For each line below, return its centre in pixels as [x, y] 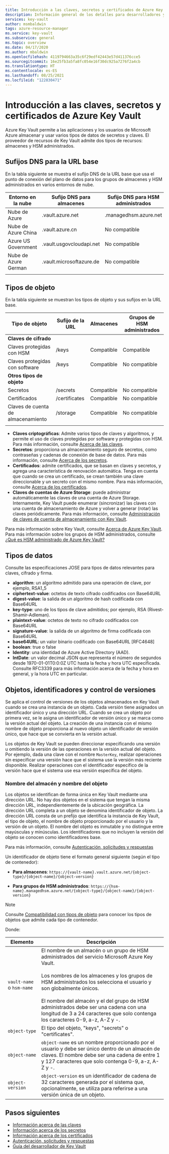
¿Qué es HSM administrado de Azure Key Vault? [55, 540]
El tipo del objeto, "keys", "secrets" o [84, 1028]
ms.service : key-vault [29, 33]
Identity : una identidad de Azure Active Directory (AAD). [71, 653]
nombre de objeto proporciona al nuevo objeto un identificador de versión [82, 728]
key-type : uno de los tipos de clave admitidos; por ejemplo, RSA [79, 610]
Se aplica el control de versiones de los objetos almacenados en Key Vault [82, 701]
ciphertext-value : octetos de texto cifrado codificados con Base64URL [87, 594]
